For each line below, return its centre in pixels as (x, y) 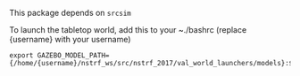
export (21, 56)
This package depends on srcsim (71, 13)
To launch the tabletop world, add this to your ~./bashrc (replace (128, 30)
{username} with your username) (70, 39)
